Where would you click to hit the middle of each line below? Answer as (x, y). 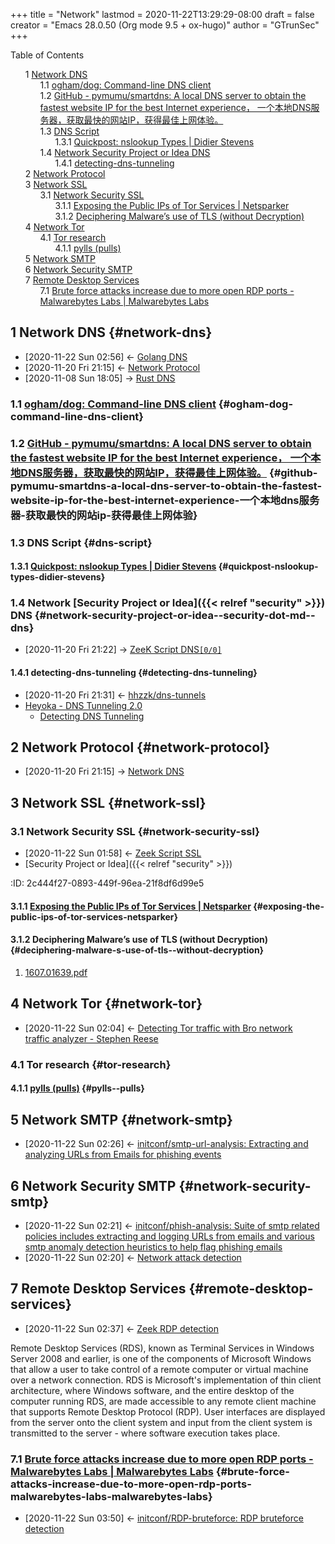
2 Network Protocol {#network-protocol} (140, 747)
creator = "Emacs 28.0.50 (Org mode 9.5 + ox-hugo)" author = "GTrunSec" (165, 25)
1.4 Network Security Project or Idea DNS (125, 152)
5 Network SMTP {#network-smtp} (121, 1119)
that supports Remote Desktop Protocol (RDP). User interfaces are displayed (168, 1411)
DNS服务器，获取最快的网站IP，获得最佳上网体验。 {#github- (169, 472)
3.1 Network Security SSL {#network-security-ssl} (135, 831)
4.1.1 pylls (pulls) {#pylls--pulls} (77, 1088)
